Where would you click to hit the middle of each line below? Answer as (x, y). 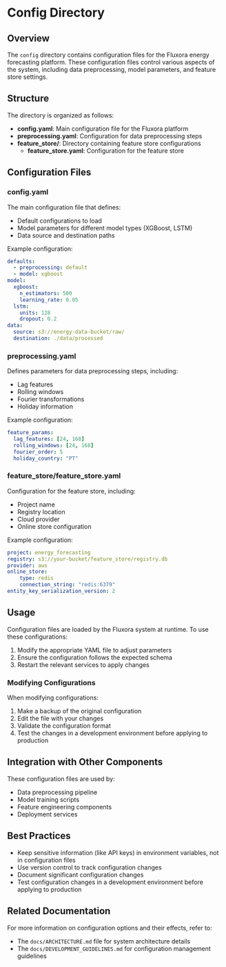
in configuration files (46, 860)
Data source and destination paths (66, 235)
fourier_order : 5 (38, 452)
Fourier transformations (51, 400)
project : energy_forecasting (49, 552)
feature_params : (30, 433)
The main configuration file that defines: (64, 207)
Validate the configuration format (64, 726)
